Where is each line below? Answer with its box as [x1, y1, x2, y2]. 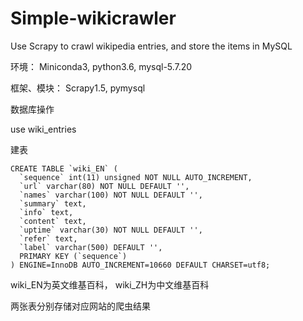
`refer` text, [19, 233, 78, 244]
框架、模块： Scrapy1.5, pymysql [10, 82, 146, 94]
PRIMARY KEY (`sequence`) [19, 251, 128, 261]
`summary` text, [19, 198, 87, 209]
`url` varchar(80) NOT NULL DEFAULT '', [19, 181, 190, 191]
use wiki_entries [10, 123, 77, 135]
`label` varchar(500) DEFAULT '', [19, 242, 163, 252]
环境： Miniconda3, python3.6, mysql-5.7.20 [10, 60, 193, 72]
